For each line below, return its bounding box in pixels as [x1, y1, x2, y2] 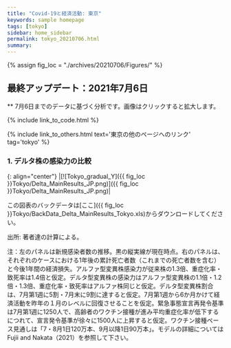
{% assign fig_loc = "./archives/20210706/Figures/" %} [7, 61, 163, 69]
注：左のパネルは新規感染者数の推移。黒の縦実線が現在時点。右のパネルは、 [7, 248, 224, 256]
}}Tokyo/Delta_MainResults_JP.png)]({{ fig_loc [7, 180, 139, 188]
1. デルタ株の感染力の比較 [7, 156, 91, 166]
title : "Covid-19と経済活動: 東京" [7, 10, 102, 17]
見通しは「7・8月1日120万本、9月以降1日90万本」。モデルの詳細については [12, 325, 224, 334]
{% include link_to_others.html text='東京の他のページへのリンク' [7, 130, 191, 138]
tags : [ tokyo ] [7, 23, 48, 30]
